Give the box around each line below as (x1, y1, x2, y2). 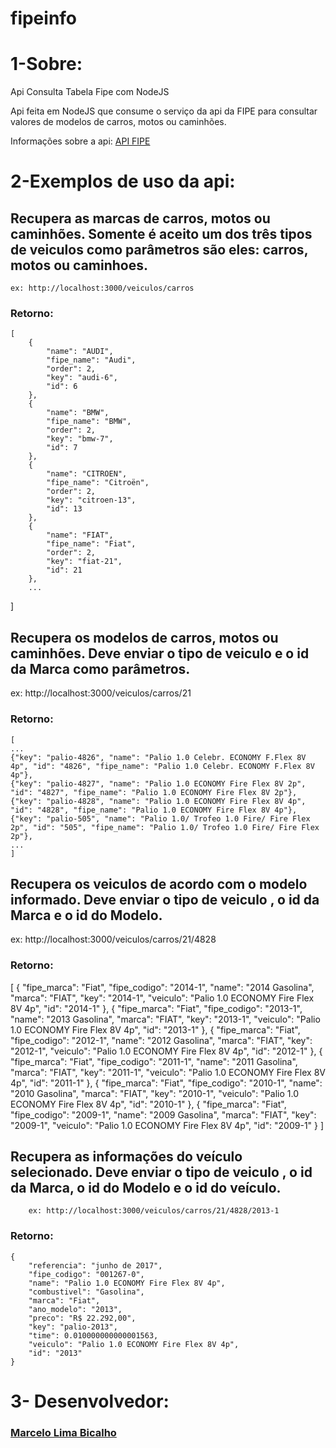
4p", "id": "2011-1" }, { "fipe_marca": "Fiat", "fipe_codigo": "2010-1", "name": (10, 1077, 323, 1089)
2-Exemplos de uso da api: (10, 170, 236, 193)
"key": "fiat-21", (46, 557, 123, 567)
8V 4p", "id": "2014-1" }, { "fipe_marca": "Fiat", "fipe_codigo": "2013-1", (10, 1002, 303, 1014)
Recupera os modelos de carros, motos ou (10, 629, 279, 646)
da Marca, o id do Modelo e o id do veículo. (10, 1180, 282, 1197)
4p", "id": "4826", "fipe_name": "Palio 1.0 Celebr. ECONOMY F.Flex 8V (10, 761, 315, 771)
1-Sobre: (10, 53, 83, 76)
